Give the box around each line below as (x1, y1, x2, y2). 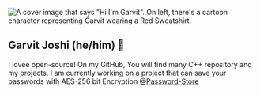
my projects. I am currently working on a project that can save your (8, 68, 227, 77)
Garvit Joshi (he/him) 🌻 (8, 39, 125, 52)
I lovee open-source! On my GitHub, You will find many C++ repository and (8, 59, 252, 69)
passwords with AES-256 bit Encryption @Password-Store (8, 76, 199, 86)
